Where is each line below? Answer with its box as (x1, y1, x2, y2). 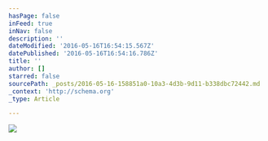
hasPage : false (8, 11, 60, 20)
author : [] (8, 65, 46, 73)
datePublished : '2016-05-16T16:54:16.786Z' (8, 49, 159, 58)
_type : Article (8, 95, 60, 103)
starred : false (8, 72, 60, 80)
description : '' (8, 34, 64, 43)
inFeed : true (8, 19, 53, 28)
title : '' (8, 58, 42, 66)
